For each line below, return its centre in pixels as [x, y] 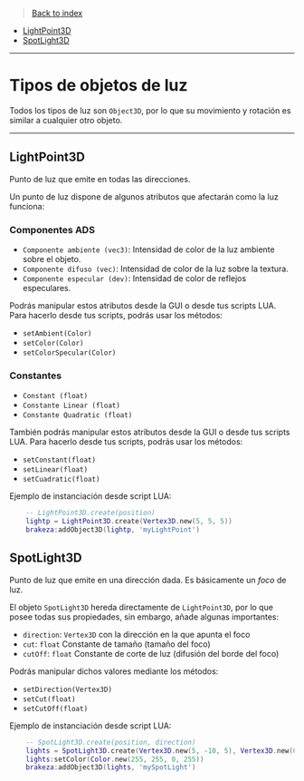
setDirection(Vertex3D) [67, 689]
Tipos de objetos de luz [99, 86]
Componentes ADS [52, 229]
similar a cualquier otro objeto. [66, 120]
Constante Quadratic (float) [77, 415]
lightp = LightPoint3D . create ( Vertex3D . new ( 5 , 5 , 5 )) [129, 522]
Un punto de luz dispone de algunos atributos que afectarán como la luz [144, 196]
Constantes [35, 376]
